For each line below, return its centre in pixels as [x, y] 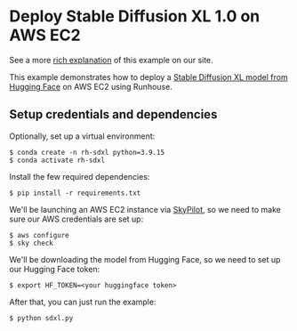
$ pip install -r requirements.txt [75, 193]
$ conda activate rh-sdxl [57, 160]
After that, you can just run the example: [83, 302]
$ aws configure [39, 235]
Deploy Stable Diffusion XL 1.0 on [135, 16]
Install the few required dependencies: [80, 176]
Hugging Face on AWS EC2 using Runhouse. [91, 86]
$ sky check [31, 243]
